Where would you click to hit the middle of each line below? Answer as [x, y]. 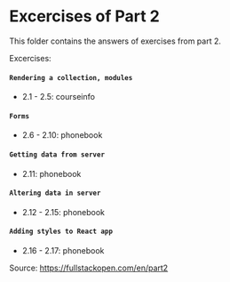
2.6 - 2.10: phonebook [62, 135]
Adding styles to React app [61, 232]
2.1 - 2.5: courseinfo [59, 97]
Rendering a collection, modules [71, 77]
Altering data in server [55, 193]
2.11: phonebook [52, 173]
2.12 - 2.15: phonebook [63, 212]
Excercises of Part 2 [84, 16]
